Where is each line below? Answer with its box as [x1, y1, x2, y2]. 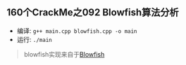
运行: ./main [16, 35, 52, 43]
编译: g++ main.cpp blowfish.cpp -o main [16, 27, 138, 35]
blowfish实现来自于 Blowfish [23, 50, 105, 58]
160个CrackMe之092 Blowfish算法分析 [6, 6, 179, 19]
